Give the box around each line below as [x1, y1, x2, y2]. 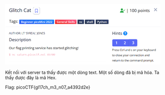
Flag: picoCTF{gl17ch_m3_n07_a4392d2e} [5, 84, 91, 90]
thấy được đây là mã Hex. [5, 75, 57, 81]
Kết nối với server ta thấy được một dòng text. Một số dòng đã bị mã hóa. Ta [5, 69, 160, 75]
